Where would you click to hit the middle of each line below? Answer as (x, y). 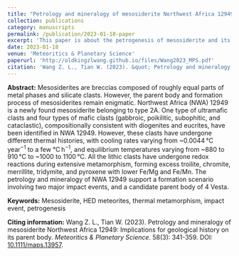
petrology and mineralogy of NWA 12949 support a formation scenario (111, 180)
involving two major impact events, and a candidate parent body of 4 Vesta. (118, 187)
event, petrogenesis (37, 208)
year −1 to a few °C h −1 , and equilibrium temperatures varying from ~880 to (116, 148)
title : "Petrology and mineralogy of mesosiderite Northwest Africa (111, 14)
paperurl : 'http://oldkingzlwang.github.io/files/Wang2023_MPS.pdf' (111, 61)
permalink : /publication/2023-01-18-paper (71, 34)
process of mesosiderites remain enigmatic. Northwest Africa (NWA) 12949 (118, 102)
